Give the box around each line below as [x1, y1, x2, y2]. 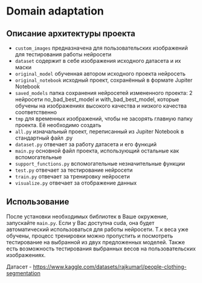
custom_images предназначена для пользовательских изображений [15, 44, 188, 51]
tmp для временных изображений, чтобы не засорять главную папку [15, 115, 193, 122]
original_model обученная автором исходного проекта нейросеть [15, 70, 186, 77]
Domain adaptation [6, 4, 104, 18]
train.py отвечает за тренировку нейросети [15, 173, 130, 180]
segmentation [6, 269, 41, 276]
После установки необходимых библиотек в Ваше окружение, [6, 213, 168, 220]
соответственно [15, 109, 57, 115]
